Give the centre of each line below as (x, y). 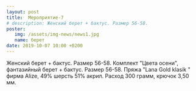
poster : (16, 29)
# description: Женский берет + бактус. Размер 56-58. (77, 23)
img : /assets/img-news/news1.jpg (57, 35)
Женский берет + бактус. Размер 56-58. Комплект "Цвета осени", (92, 63)
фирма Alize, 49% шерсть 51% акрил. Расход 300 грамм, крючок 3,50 (98, 76)
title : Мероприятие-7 (35, 18)
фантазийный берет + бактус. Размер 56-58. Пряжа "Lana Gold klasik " (98, 69)
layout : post (23, 12)
